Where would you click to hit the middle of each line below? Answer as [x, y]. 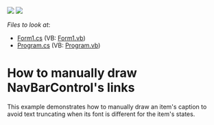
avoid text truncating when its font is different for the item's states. [101, 114]
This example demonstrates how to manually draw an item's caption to [107, 106]
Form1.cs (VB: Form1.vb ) [51, 38]
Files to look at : [29, 25]
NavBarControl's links [71, 88]
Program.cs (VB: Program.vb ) [59, 45]
